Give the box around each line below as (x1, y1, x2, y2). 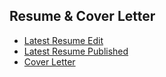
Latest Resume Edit (23, 34, 104, 46)
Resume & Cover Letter (9, 8, 156, 25)
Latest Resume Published (23, 45, 129, 57)
